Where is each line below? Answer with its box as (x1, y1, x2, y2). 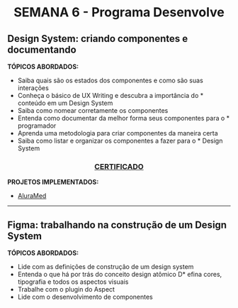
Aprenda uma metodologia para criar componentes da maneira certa (17, 129, 218, 137)
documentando (7, 43, 76, 55)
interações (17, 84, 50, 92)
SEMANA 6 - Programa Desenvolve (13, 4, 225, 21)
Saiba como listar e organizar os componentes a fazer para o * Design (17, 136, 223, 145)
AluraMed (17, 192, 47, 200)
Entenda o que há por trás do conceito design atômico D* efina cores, (17, 270, 222, 279)
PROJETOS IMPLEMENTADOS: (7, 178, 99, 187)
